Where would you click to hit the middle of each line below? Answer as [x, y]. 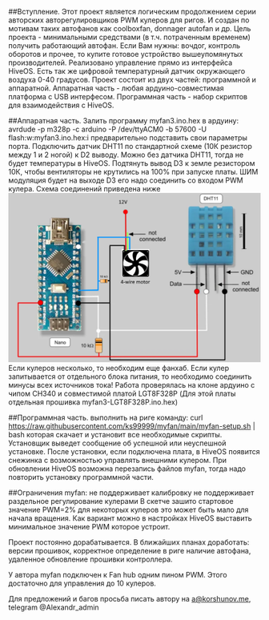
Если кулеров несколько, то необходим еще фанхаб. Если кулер [119, 368]
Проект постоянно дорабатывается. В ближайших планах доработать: [129, 542]
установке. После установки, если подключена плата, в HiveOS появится [134, 452]
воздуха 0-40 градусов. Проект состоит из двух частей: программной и [132, 80]
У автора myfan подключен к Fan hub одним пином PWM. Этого [118, 575]
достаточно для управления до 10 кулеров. [82, 583]
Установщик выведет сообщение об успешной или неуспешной [117, 443]
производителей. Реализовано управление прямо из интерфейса [120, 62]
